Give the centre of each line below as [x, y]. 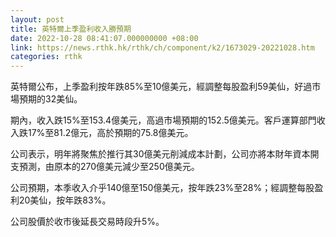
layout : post [37, 19]
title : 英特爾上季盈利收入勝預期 [71, 29]
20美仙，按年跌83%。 [65, 200]
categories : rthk [46, 57]
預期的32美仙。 [50, 99]
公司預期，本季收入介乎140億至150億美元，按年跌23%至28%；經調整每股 [162, 188]
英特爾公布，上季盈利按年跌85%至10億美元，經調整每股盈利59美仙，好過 [161, 87]
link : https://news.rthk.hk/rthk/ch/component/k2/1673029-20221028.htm [162, 47]
